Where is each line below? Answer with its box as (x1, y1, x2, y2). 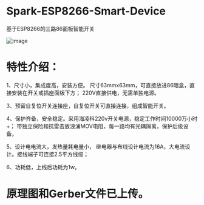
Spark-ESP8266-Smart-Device (6, 4, 166, 18)
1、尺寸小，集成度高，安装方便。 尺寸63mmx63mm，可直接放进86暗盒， (6, 81, 190, 89)
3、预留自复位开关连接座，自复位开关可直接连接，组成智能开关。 (6, 102, 169, 109)
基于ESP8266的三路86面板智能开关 (6, 25, 95, 32)
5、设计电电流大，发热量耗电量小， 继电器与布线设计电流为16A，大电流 (6, 143, 185, 150)
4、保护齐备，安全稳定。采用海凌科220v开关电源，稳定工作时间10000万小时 (6, 115, 198, 122)
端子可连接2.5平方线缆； (27, 150, 89, 158)
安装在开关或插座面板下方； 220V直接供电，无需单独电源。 (11, 89, 160, 96)
